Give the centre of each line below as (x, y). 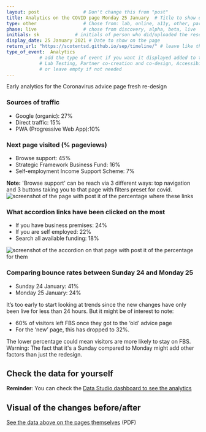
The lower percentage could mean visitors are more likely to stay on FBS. (99, 341)
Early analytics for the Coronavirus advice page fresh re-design (87, 87)
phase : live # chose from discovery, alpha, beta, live (101, 29)
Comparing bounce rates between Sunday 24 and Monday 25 (100, 272)
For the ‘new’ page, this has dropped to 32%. (72, 330)
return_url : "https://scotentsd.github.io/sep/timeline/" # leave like (100, 47)
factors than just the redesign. (44, 354)
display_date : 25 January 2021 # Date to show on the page (83, 40)
